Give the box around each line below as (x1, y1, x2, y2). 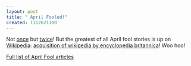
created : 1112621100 (6, 19, 58, 25)
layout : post (6, 8, 39, 15)
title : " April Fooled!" (6, 14, 68, 20)
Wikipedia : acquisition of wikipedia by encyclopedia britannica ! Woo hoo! (6, 42, 186, 49)
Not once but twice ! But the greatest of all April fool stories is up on (6, 36, 171, 43)
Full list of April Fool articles (6, 54, 74, 61)
